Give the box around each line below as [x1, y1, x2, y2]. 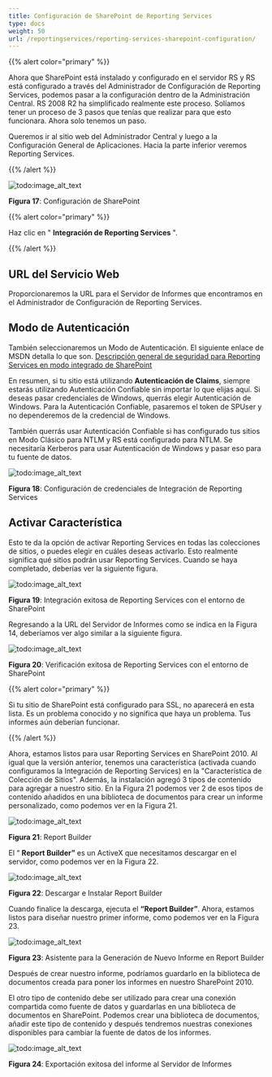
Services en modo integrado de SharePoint [8, 360, 153, 370]
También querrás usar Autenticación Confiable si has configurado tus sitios [8, 426, 261, 436]
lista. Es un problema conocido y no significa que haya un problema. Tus [8, 708, 252, 718]
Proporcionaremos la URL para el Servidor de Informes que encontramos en [8, 289, 263, 299]
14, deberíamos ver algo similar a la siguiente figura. [8, 628, 183, 637]
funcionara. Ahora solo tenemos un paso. [8, 116, 147, 126]
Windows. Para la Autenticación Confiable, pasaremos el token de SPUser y [8, 401, 262, 411]
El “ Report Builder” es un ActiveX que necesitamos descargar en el [8, 847, 237, 857]
